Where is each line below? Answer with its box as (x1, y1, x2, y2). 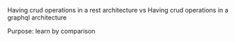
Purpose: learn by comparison (7, 27, 96, 35)
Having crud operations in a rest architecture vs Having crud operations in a (7, 6, 229, 14)
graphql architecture (7, 13, 67, 22)
